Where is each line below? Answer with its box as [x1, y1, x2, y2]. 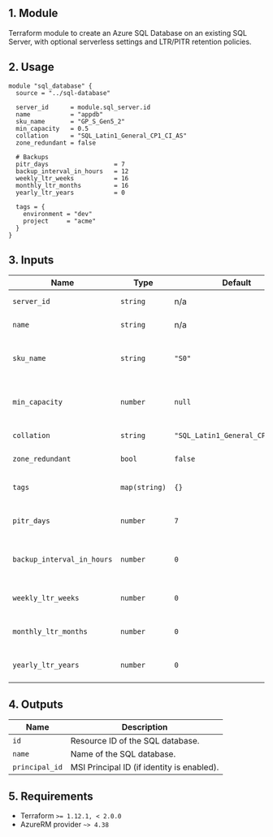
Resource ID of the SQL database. [70, 735, 200, 747]
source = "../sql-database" [15, 89, 111, 97]
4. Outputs [8, 697, 63, 711]
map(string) [120, 483, 167, 492]
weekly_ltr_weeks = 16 [15, 174, 129, 182]
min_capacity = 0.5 [15, 124, 89, 132]
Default [222, 277, 252, 288]
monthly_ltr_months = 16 [15, 181, 129, 189]
